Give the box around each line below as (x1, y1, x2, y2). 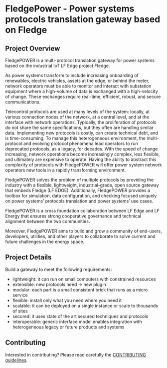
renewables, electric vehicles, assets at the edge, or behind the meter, (5, 78, 150, 83)
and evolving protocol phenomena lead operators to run (23, 140, 138, 146)
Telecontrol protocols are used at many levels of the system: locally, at (5, 108, 150, 114)
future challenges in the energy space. (5, 238, 85, 244)
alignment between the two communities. (5, 218, 90, 224)
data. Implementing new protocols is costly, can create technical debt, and (5, 130, 159, 135)
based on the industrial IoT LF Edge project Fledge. (5, 63, 110, 68)
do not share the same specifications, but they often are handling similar (5, 124, 154, 130)
